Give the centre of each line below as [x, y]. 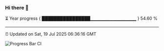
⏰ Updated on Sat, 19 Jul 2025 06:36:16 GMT [51, 34]
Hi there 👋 [17, 8]
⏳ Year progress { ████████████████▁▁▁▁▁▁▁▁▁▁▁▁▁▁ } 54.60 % [81, 18]
